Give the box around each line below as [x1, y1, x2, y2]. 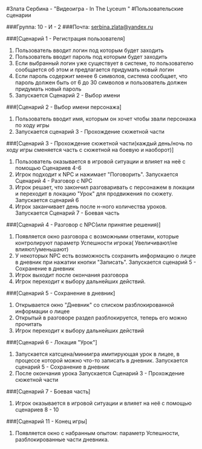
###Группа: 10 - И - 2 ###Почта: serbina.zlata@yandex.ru [6, 24, 154, 30]
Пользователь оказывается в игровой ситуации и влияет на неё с [15, 158, 186, 165]
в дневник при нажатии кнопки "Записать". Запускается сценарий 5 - [15, 258, 197, 266]
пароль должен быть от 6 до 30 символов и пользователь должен [15, 79, 187, 86]
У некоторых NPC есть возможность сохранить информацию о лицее [15, 252, 197, 259]
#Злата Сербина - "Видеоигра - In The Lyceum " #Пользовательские [6, 5, 184, 12]
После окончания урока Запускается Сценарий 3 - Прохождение [15, 370, 184, 377]
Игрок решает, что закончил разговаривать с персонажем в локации [15, 184, 195, 191]
